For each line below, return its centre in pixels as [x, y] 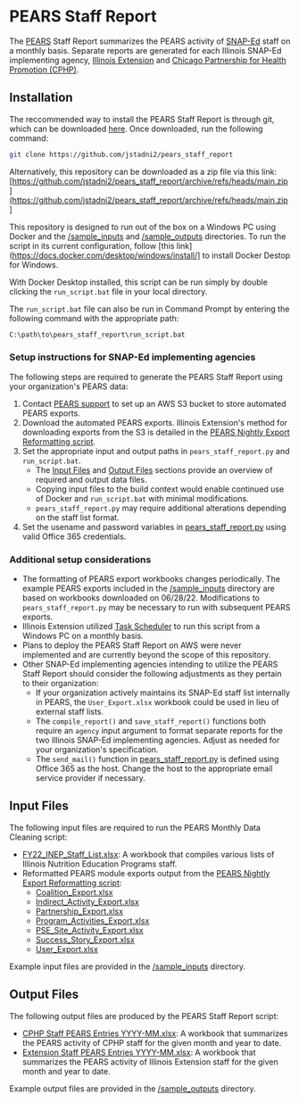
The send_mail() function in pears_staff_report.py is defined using [157, 759]
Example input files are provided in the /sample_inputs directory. [128, 966]
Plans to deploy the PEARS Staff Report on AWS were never [132, 645]
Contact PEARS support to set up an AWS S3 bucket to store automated [154, 403]
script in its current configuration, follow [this [92, 245]
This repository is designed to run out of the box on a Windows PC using [143, 227]
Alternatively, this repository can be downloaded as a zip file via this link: [143, 171]
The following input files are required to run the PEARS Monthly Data [135, 827]
